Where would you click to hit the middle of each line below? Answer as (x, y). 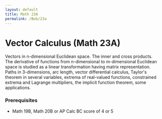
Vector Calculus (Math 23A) (63, 43)
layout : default (21, 10)
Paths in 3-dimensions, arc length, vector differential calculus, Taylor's (76, 72)
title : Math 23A (21, 14)
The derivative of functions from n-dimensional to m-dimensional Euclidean (81, 62)
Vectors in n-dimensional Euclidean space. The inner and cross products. (79, 56)
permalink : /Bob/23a (26, 19)
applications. (18, 88)
